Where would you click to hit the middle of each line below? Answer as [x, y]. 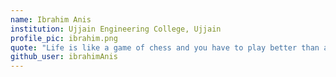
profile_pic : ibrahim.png [64, 38]
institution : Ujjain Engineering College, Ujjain [116, 29]
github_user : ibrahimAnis [64, 57]
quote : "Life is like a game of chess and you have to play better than [165, 47]
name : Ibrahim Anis [51, 19]
